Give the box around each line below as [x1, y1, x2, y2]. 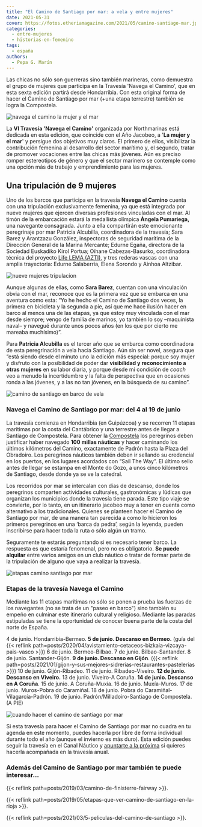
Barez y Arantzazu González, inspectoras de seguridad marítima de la [6, 235, 179, 242]
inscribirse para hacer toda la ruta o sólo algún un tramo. [6, 526, 147, 534]
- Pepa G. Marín [11, 59, 52, 65]
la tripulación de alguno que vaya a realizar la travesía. [6, 558, 141, 565]
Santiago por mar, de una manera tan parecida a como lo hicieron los [6, 514, 177, 521]
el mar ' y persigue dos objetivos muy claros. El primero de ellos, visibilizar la [6, 137, 196, 145]
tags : [6, 43, 20, 49]
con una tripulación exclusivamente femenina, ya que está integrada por [6, 203, 185, 210]
